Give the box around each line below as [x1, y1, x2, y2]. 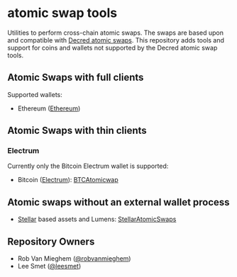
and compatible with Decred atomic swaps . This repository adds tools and [7, 35, 225, 44]
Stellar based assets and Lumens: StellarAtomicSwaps [17, 215, 177, 224]
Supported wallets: [7, 90, 62, 98]
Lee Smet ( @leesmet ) [17, 262, 82, 271]
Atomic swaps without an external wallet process [7, 196, 230, 208]
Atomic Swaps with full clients [7, 72, 144, 84]
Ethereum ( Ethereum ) [17, 104, 81, 113]
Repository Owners [7, 235, 95, 247]
